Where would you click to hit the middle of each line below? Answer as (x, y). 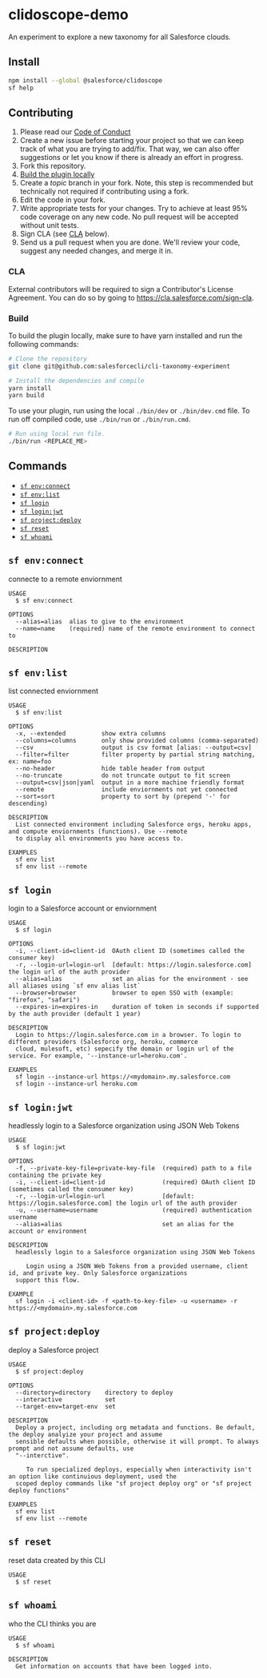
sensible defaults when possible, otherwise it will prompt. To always (137, 1441)
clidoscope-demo (69, 15)
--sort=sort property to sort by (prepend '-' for (123, 797)
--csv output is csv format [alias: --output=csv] (133, 748)
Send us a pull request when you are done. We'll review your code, (130, 242)
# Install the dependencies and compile (77, 381)
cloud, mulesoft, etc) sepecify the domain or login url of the (125, 1049)
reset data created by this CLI (57, 1560)
